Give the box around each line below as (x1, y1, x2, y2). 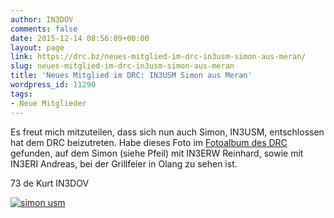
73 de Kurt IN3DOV (10, 177, 90, 189)
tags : (10, 89, 33, 99)
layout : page (10, 42, 65, 53)
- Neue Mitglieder (10, 98, 87, 108)
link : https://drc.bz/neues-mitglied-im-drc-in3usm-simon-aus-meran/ (10, 52, 307, 62)
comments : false (10, 24, 78, 34)
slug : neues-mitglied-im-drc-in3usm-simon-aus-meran (10, 61, 235, 71)
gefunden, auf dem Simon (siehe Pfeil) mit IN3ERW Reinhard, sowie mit (10, 147, 304, 159)
